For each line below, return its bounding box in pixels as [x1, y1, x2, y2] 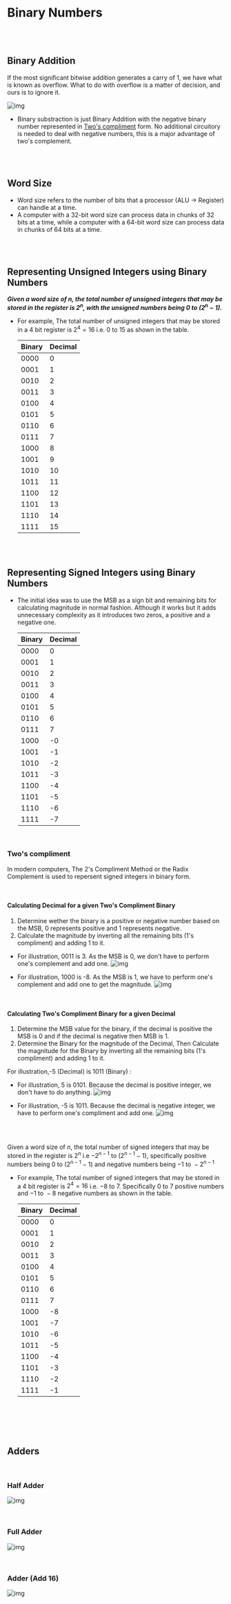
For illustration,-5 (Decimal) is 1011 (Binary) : [7, 1067, 132, 1076]
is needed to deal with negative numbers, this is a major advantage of [17, 129, 215, 137]
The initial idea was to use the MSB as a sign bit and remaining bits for [17, 596, 217, 604]
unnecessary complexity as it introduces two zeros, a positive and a [17, 610, 210, 619]
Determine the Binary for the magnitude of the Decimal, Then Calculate [17, 1039, 219, 1047]
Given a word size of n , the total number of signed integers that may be [7, 1143, 210, 1151]
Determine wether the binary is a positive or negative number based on [17, 917, 220, 925]
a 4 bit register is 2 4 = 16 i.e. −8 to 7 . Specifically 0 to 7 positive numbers [17, 1181, 224, 1190]
